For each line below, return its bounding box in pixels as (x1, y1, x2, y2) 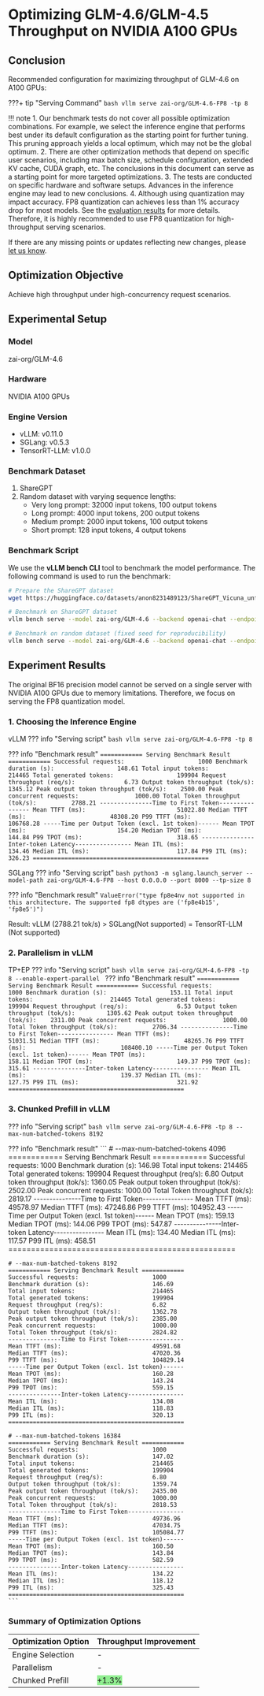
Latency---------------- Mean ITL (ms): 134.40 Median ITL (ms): (27, 1227, 236, 1237)
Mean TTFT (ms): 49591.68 (8, 1342, 181, 1350)
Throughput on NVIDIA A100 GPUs (8, 22, 238, 40)
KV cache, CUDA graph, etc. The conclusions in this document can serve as (8, 164, 255, 173)
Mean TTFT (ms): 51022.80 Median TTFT (32, 806, 247, 814)
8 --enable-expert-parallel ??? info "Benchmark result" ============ (8, 973, 240, 983)
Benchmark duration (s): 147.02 (8, 1452, 174, 1460)
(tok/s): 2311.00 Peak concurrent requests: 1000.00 (8, 1017, 247, 1025)
